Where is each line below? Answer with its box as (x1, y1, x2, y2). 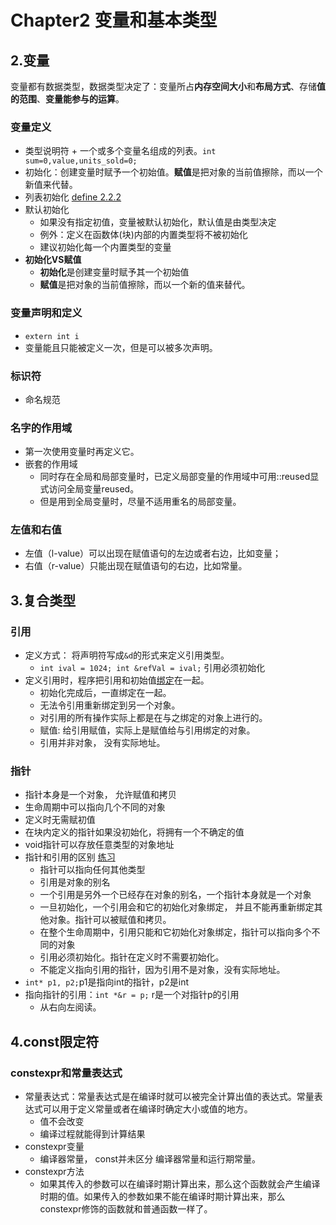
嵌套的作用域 (24, 458, 78, 470)
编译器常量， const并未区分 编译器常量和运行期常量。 (39, 1153, 262, 1165)
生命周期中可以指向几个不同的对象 (24, 801, 166, 813)
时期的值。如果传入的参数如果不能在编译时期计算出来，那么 (39, 1191, 286, 1203)
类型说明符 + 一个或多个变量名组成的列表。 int (24, 145, 217, 157)
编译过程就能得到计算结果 (39, 1128, 146, 1140)
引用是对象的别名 (39, 876, 111, 888)
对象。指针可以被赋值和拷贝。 (48, 914, 172, 926)
